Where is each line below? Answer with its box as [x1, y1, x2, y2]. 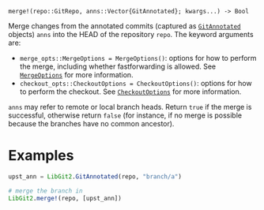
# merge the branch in [8, 186, 83, 195]
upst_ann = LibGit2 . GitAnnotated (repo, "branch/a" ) [8, 172, 182, 181]
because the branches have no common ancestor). [8, 119, 175, 128]
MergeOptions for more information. [19, 70, 134, 79]
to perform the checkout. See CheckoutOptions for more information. [19, 87, 242, 96]
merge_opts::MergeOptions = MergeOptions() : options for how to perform [19, 54, 257, 62]
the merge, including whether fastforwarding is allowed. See [19, 62, 216, 71]
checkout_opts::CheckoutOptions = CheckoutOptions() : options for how [19, 79, 252, 88]
